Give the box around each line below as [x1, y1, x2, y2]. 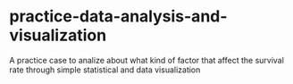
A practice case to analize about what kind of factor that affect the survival [9, 55, 284, 65]
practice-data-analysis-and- [9, 6, 228, 27]
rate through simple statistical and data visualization [9, 64, 201, 75]
